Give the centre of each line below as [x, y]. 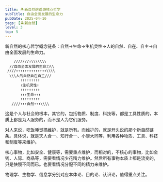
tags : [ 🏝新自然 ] [21, 23]
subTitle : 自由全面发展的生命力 [34, 14]
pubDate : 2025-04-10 [26, 18]
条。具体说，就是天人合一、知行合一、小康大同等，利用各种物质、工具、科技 [81, 136]
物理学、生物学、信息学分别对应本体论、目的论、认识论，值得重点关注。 [77, 175]
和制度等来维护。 [22, 142]
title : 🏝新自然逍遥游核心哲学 [33, 9]
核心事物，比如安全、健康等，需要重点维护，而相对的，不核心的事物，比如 [79, 152]
